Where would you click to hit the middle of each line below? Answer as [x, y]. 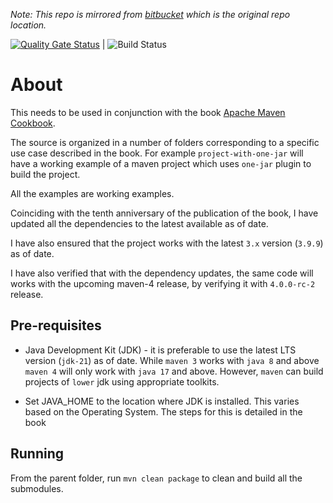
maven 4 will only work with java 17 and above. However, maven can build [174, 371]
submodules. [37, 488]
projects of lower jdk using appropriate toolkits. [122, 381]
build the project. [45, 174]
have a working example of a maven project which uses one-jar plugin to [161, 163]
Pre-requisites [56, 325]
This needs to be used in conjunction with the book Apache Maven [148, 112]
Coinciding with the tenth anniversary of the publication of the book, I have [164, 213]
